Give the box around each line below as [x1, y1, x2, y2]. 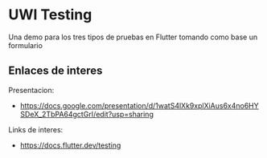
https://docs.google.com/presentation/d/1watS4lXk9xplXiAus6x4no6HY [19, 100, 259, 110]
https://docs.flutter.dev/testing [19, 140, 121, 150]
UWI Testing [8, 6, 92, 24]
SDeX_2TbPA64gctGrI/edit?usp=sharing [19, 109, 154, 119]
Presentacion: [8, 85, 55, 95]
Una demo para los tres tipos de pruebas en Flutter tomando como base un [8, 32, 258, 42]
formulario [8, 40, 43, 50]
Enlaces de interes [8, 64, 103, 78]
